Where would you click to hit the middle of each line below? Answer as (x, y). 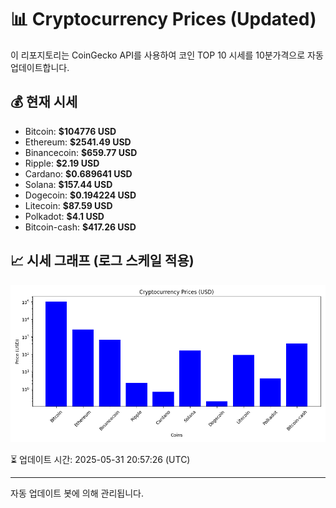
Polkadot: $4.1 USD (64, 216)
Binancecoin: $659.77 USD (81, 152)
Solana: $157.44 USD (68, 184)
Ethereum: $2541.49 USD (78, 142)
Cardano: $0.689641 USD (78, 173)
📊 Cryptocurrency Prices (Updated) (163, 19)
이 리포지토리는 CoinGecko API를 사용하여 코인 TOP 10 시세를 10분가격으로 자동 (167, 55)
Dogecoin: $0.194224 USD (80, 195)
